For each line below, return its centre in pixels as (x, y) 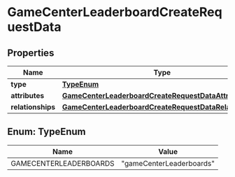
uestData (34, 27)
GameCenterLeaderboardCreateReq (115, 12)
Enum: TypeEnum (47, 132)
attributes (27, 95)
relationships (33, 107)
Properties (31, 53)
